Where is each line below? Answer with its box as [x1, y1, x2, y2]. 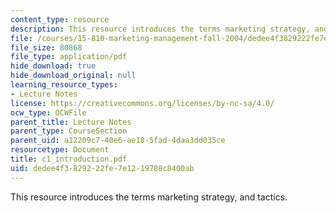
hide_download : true [10, 61, 97, 71]
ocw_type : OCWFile [10, 107, 87, 118]
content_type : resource [10, 14, 110, 25]
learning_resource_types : [10, 80, 118, 90]
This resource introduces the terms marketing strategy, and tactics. [10, 191, 288, 203]
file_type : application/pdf [10, 52, 128, 62]
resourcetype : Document [10, 145, 110, 155]
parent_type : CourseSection [10, 126, 128, 136]
